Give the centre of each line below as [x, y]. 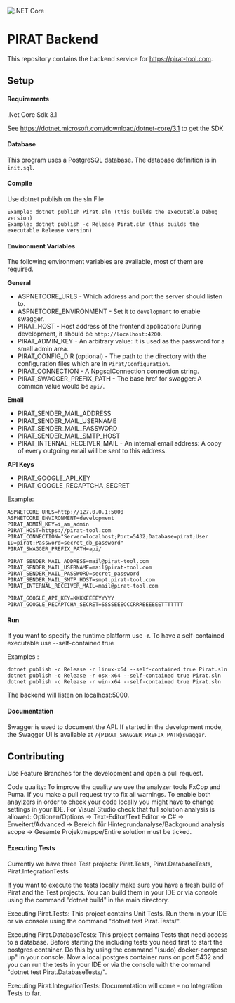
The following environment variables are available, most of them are [105, 262]
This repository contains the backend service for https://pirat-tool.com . [110, 58]
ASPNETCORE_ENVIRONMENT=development [61, 518]
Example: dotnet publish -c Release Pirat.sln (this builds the [103, 224]
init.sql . [21, 167]
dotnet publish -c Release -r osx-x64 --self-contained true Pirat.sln [114, 676]
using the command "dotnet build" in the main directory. [88, 900]
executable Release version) [50, 230]
